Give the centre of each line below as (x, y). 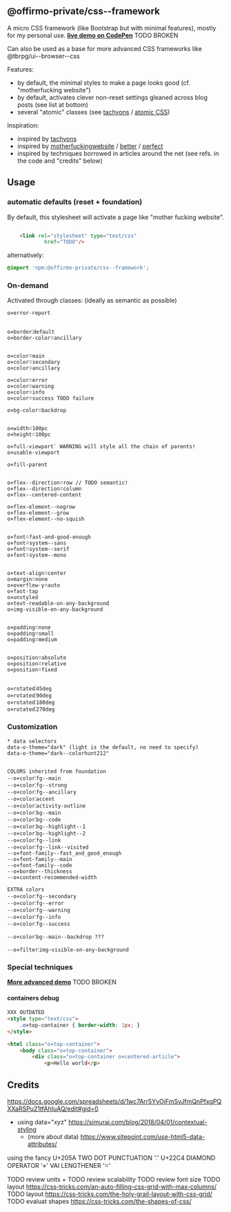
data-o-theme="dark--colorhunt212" (58, 753)
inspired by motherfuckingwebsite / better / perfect (90, 146)
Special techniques (40, 967)
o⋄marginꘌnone (28, 579)
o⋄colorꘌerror (28, 381)
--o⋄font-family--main (40, 859)
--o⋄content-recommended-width (52, 877)
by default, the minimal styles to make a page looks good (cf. (104, 83)
